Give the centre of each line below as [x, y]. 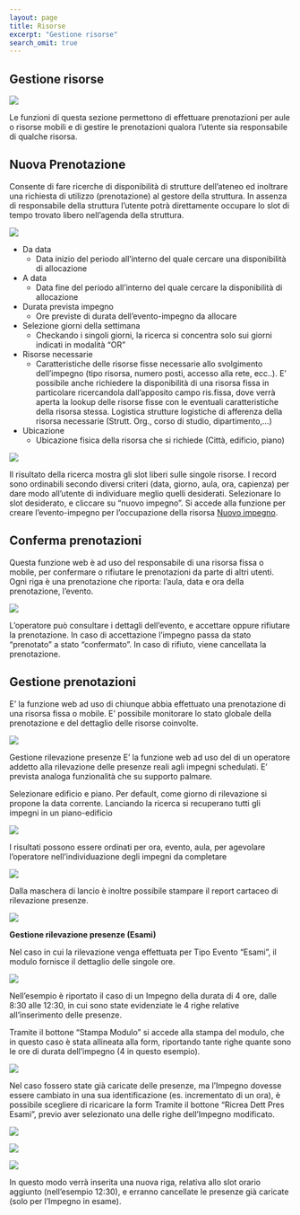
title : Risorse [38, 26]
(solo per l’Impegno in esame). [65, 1201]
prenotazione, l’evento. [51, 591]
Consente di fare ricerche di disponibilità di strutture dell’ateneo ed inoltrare [149, 186]
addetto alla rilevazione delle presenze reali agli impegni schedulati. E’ [139, 766]
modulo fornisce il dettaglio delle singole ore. [93, 961]
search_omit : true [43, 43]
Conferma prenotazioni [76, 541]
